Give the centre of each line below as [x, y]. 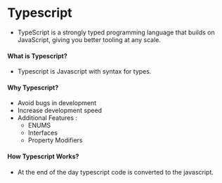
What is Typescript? [38, 56]
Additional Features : [47, 118]
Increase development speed [60, 111]
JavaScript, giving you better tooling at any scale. [89, 39]
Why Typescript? [33, 87]
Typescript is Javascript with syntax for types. [84, 72]
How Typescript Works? [43, 156]
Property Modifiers [55, 140]
